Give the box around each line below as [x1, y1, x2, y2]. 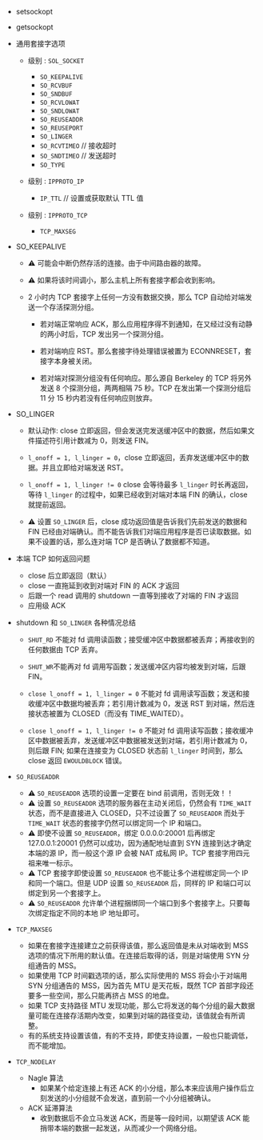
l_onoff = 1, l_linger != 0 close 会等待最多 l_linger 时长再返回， [27, 480, 253, 489]
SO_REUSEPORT [39, 124, 84, 132]
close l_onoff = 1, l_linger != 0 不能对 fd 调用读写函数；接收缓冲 [27, 726, 253, 735]
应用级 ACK [27, 601, 66, 610]
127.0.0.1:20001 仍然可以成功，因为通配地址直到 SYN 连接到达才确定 [27, 838, 252, 847]
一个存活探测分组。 [34, 302, 98, 311]
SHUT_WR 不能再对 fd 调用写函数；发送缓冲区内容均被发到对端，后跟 [27, 662, 246, 671]
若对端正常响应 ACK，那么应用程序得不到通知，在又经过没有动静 [39, 319, 253, 329]
